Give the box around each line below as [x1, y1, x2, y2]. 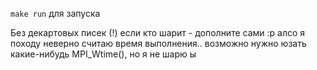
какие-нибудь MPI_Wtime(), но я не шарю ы [10, 48, 197, 60]
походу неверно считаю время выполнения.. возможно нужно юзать [10, 38, 307, 49]
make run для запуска [10, 8, 101, 19]
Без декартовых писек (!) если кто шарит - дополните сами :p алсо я [10, 27, 306, 38]
